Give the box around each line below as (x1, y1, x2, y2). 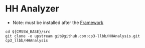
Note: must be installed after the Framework (12, 19, 104, 25)
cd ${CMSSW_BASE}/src (5, 29, 51, 34)
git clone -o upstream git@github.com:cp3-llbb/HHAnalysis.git (5, 33, 140, 38)
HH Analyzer (5, 3, 59, 14)
